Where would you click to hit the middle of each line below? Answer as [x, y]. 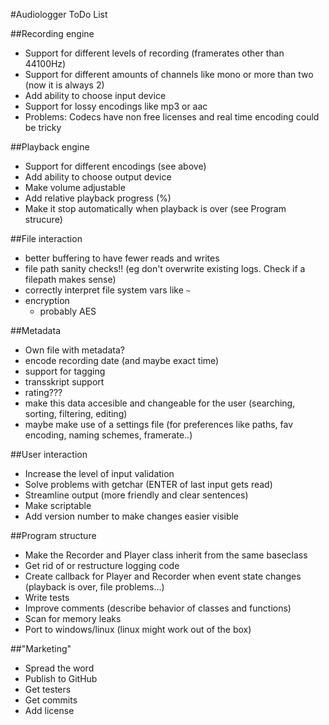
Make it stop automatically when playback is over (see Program [155, 208]
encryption [47, 300]
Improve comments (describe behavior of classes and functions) [158, 608]
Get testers [48, 689]
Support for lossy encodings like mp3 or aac [116, 106]
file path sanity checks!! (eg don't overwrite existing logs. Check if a [165, 268]
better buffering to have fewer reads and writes [122, 258]
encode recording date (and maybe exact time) [122, 360]
